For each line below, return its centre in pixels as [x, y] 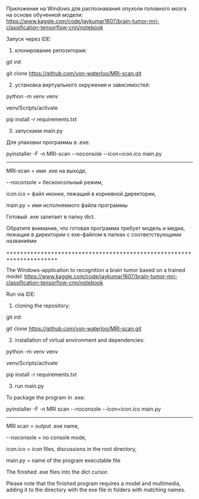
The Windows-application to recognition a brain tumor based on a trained [96, 270]
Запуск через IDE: [29, 39]
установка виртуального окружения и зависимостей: [82, 85]
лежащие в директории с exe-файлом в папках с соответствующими [94, 234]
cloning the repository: [42, 306]
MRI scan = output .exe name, [43, 426]
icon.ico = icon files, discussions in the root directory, [71, 449]
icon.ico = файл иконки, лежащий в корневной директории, [81, 194]
